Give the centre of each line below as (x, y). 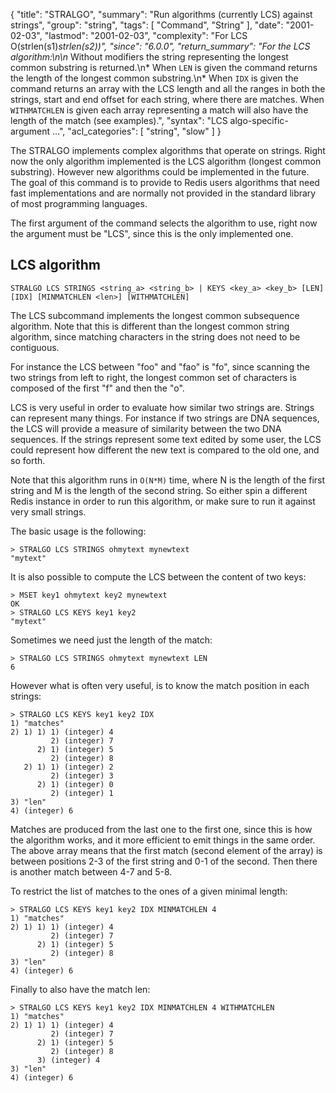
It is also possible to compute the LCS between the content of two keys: (158, 576)
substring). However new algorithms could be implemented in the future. (160, 172)
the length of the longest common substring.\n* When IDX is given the (154, 78)
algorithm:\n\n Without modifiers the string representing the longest (149, 57)
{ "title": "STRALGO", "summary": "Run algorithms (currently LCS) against (161, 14)
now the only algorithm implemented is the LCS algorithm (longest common (166, 161)
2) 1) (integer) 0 (75, 784)
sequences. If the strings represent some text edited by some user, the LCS (166, 439)
